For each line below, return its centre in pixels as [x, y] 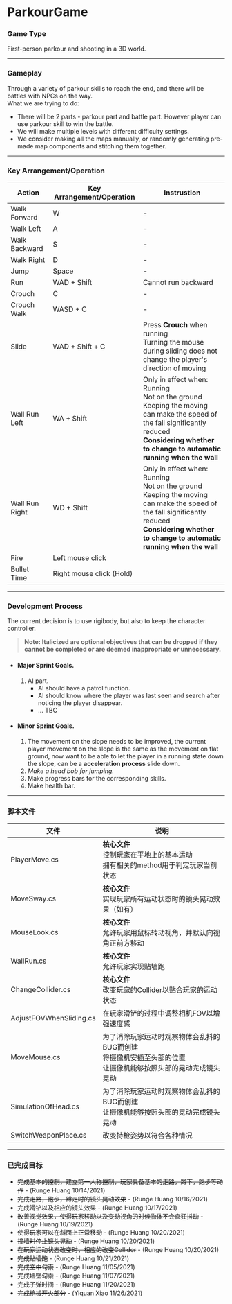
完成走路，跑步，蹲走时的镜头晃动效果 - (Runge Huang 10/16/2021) [113, 1199]
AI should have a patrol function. [84, 688]
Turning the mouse [173, 342]
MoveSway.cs [33, 898]
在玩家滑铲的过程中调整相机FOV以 [158, 1014]
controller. [22, 629]
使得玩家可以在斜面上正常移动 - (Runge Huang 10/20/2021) [101, 1233]
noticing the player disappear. [80, 703]
